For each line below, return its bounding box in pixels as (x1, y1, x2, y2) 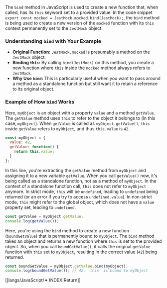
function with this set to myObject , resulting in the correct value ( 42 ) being (5, 249, 157, 255)
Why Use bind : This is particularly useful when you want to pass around (12, 76, 161, 82)
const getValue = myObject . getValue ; (5, 214, 84, 219)
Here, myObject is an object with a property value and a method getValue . (5, 109, 156, 116)
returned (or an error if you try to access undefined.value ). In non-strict (5, 193, 152, 199)
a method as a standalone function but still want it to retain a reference (12, 81, 158, 87)
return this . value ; (14, 149, 55, 154)
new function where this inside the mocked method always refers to (12, 65, 151, 71)
